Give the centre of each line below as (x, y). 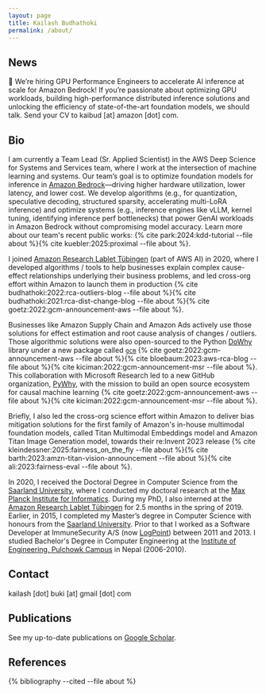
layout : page (30, 15)
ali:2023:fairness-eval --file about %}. (70, 466)
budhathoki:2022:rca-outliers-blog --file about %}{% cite (102, 293)
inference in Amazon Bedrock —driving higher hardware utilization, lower (127, 184)
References (37, 663)
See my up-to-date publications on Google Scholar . (93, 637)
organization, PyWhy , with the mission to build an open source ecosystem (129, 384)
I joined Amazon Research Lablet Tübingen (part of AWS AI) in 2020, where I (133, 259)
